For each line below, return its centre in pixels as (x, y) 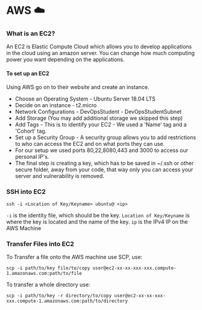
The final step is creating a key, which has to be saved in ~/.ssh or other (104, 163)
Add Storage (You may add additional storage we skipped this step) (99, 118)
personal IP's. (32, 156)
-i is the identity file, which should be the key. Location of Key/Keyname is (98, 215)
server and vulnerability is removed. (59, 176)
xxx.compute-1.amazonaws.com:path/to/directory (67, 301)
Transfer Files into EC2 (40, 243)
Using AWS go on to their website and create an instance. (78, 87)
